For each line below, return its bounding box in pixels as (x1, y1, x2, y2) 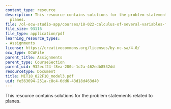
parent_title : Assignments (5, 54, 63, 60)
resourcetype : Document (5, 69, 56, 74)
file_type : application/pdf (5, 31, 65, 36)
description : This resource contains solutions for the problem (5, 12, 145, 17)
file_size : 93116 (5, 26, 42, 32)
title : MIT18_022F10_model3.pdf (5, 74, 74, 79)
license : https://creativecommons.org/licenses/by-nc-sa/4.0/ (5, 45, 140, 50)
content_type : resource (5, 7, 56, 13)
